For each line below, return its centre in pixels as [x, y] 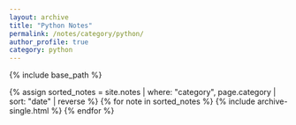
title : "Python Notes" [51, 26]
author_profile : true [49, 42]
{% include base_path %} [56, 75]
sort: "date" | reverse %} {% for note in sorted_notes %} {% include [133, 101]
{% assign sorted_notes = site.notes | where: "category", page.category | [143, 92]
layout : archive [39, 17]
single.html [29, 111]
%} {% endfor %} [83, 111]
